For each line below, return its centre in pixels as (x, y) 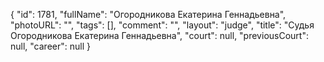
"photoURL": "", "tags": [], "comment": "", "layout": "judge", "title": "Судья (162, 25)
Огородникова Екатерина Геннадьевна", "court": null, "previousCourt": (159, 35)
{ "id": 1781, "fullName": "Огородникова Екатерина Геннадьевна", (148, 14)
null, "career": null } (50, 46)
